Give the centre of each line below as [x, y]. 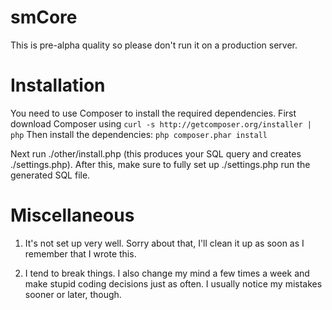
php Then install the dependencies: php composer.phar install [139, 134]
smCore [44, 17]
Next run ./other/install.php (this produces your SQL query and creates [156, 153]
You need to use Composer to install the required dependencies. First [153, 113]
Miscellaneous [72, 215]
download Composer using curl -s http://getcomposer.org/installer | [161, 123]
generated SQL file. [50, 175]
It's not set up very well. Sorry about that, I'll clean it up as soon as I [164, 243]
